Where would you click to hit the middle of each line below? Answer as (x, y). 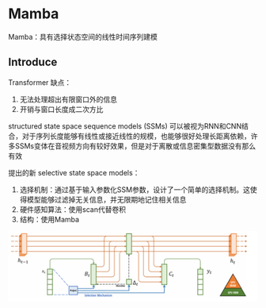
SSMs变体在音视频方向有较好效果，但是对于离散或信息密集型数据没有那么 (135, 146)
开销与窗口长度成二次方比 (61, 109)
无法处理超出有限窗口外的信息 (68, 99)
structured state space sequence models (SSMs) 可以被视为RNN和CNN (125, 126)
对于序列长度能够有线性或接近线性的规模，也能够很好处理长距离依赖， (136, 136)
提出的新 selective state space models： (74, 172)
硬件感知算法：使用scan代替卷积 (73, 209)
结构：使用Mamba (49, 219)
